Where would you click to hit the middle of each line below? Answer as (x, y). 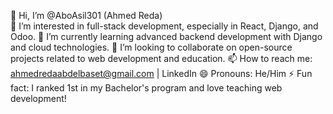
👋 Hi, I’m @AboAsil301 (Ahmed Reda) (86, 15)
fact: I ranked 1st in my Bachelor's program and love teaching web (146, 88)
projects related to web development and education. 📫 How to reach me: (161, 58)
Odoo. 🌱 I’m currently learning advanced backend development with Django (166, 36)
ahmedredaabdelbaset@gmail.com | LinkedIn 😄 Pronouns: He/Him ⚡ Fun (161, 73)
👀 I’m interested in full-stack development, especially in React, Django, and (164, 26)
